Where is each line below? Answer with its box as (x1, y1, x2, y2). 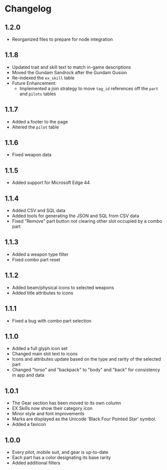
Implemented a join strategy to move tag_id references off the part (19, 85, 158, 91)
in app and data (12, 372, 45, 378)
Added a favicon (12, 421, 46, 427)
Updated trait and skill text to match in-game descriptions (12, 64, 131, 70)
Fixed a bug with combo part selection (12, 318, 92, 324)
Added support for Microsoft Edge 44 (12, 180, 90, 186)
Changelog (5, 3, 52, 15)
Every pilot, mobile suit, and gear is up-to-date (12, 449, 109, 455)
